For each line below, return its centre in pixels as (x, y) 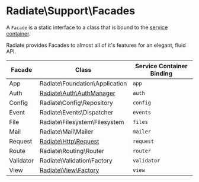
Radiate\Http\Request (69, 141)
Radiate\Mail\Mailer (66, 132)
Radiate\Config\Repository (76, 103)
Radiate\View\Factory (69, 170)
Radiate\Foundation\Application (83, 83)
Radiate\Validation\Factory (76, 160)
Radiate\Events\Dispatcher (76, 112)
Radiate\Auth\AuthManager (77, 93)
